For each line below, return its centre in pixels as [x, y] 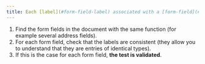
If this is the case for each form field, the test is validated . [88, 54]
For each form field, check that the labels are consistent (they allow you [105, 42]
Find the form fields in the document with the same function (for [96, 29]
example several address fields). [56, 35]
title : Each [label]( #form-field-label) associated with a [83, 12]
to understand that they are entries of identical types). [83, 48]
